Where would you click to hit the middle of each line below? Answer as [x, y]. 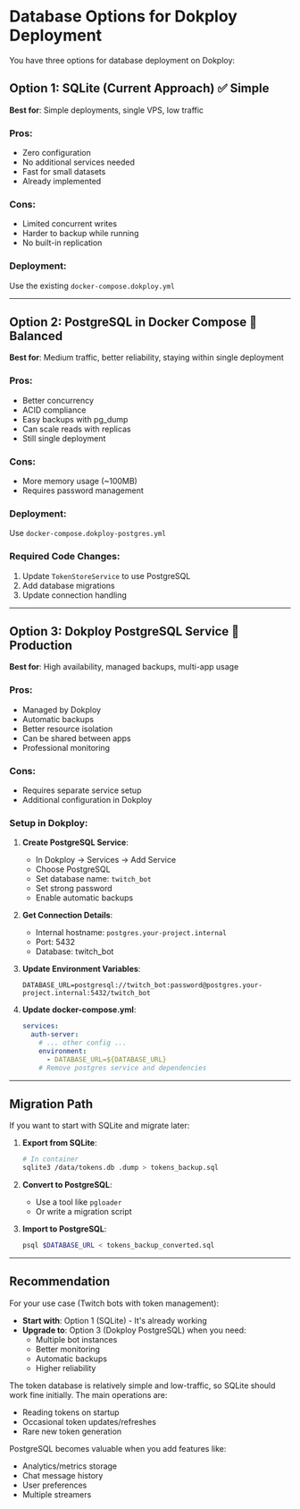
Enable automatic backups [84, 898]
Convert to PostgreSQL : [67, 1185]
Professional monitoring [66, 747]
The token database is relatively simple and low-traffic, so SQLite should [142, 1385]
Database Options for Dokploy [124, 17]
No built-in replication [62, 243]
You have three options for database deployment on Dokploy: [122, 60]
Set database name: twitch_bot [93, 879]
